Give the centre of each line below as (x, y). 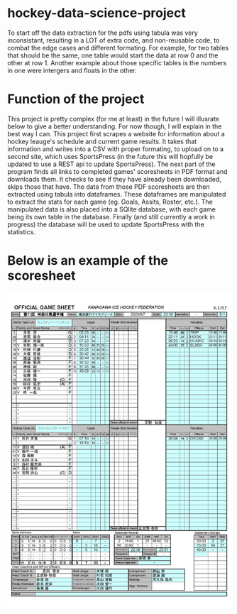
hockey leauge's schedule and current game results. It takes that (102, 141)
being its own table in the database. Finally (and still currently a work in (111, 216)
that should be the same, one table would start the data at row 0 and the (113, 55)
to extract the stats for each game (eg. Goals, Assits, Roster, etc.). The (110, 202)
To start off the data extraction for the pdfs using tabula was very (103, 33)
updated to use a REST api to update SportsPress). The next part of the (111, 164)
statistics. (21, 231)
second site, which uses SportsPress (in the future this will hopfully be (110, 156)
